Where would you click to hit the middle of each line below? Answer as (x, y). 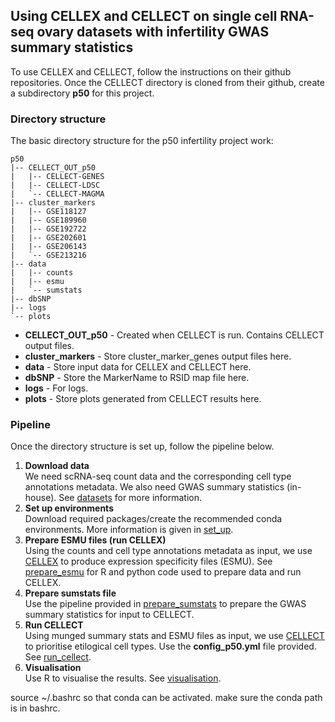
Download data (57, 466)
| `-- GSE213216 (48, 255)
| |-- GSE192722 (48, 229)
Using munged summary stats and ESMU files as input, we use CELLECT (174, 636)
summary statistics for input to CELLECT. (109, 615)
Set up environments (69, 508)
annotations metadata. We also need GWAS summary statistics (154, 487)
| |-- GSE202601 (48, 238)
